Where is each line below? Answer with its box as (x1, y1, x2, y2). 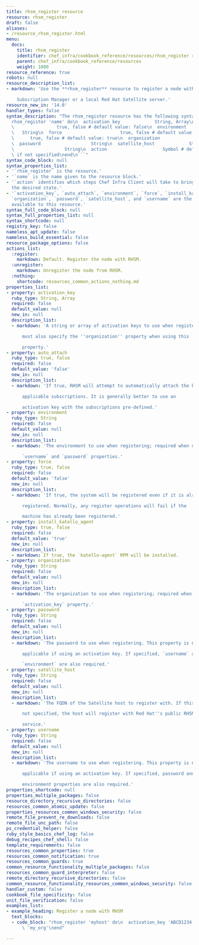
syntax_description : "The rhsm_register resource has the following (6, 113, 179, 119)
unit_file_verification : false (6, 897, 84, 903)
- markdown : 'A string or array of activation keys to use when (11, 323, 174, 329)
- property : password (6, 607, 60, 613)
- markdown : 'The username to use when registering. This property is (11, 760, 190, 766)
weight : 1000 (17, 63, 49, 70)
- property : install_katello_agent (6, 519, 94, 525)
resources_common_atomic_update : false (6, 803, 105, 810)
